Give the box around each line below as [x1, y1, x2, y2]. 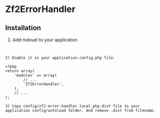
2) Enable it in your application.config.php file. [5, 55, 115, 60]
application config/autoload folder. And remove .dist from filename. [5, 108, 156, 113]
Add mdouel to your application [12, 37, 78, 43]
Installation [5, 24, 41, 32]
